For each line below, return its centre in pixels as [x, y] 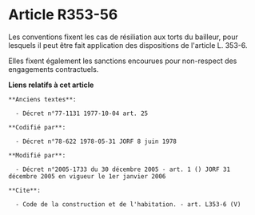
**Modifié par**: [37, 155]
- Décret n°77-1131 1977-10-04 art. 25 [82, 113]
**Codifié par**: [37, 127]
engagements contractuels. [54, 69]
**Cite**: [25, 190]
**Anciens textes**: [43, 99]
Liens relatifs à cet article [51, 85]
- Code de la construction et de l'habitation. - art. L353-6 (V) [128, 204]
